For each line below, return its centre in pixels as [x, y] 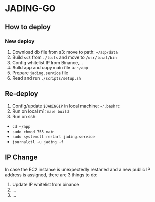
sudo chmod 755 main [33, 132]
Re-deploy [22, 94]
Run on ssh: [24, 116]
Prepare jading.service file [40, 73]
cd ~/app [21, 126]
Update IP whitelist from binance [46, 184]
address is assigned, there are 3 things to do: [51, 175]
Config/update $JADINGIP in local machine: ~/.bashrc [66, 106]
